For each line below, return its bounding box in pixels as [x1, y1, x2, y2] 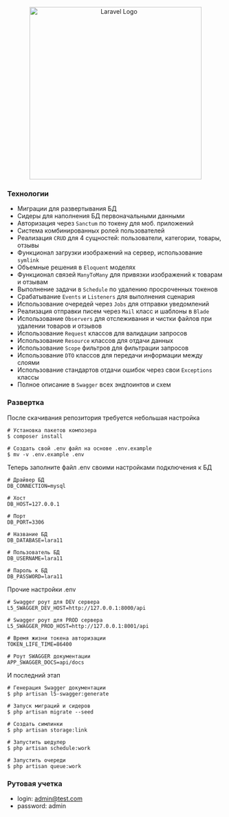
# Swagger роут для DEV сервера [7, 598, 100, 605]
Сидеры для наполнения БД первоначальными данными [17, 212, 185, 220]
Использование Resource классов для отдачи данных [17, 337, 174, 345]
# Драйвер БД [7, 476, 45, 483]
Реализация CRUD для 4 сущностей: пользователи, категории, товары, [17, 234, 221, 242]
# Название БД [7, 531, 48, 538]
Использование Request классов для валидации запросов [17, 329, 188, 337]
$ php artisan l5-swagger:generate [7, 690, 109, 697]
